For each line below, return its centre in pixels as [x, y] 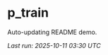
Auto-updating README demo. [52, 32]
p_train [28, 13]
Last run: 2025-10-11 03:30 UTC [54, 45]
